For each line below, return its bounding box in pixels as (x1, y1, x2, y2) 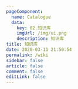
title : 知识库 (6, 42, 38, 47)
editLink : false (6, 74, 46, 80)
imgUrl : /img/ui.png (16, 30, 67, 36)
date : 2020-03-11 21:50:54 (6, 47, 72, 53)
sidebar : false (6, 57, 43, 63)
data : (11, 19, 25, 25)
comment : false (6, 69, 43, 74)
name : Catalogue (11, 14, 51, 20)
